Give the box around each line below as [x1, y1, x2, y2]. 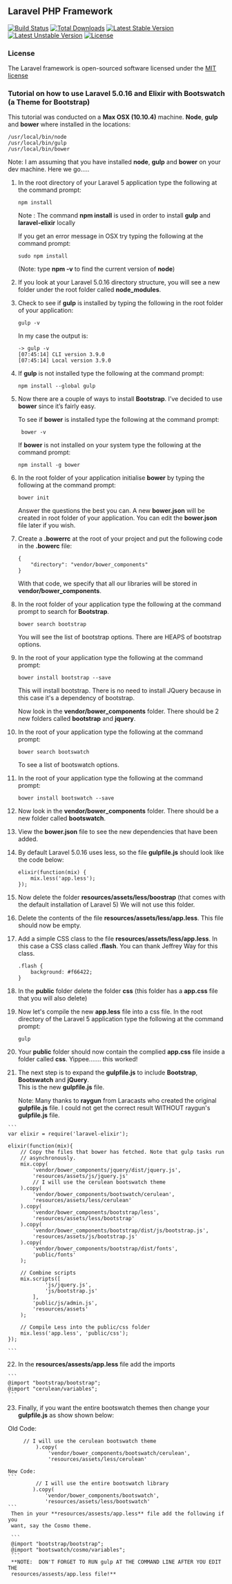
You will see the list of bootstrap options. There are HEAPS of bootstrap [17, 633, 222, 641]
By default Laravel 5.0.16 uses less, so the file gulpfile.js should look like [17, 849, 224, 857]
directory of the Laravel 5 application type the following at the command [17, 1015, 224, 1023]
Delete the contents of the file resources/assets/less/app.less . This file [17, 914, 224, 923]
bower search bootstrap [17, 621, 87, 628]
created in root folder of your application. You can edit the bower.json [17, 514, 217, 522]
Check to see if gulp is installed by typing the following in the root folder [17, 299, 224, 307]
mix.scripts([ [20, 1275, 61, 1283]
